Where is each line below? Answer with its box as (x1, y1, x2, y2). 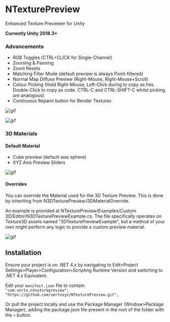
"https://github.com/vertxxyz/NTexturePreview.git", (5, 292, 119, 298)
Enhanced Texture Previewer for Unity (5, 20, 85, 26)
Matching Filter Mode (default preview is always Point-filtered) (12, 71, 144, 77)
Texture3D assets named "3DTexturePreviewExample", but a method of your (5, 218, 165, 224)
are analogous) (12, 93, 45, 99)
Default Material (5, 142, 41, 149)
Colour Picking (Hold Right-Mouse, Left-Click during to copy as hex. (12, 81, 155, 87)
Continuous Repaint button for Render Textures (12, 98, 112, 104)
